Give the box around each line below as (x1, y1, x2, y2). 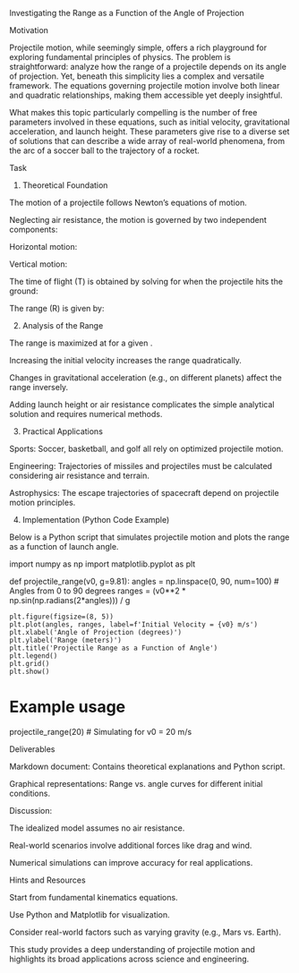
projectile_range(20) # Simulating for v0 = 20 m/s (9, 726, 192, 737)
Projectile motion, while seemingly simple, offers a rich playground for (9, 42, 267, 53)
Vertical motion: (9, 259, 68, 269)
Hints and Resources (9, 875, 87, 885)
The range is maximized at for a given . (9, 337, 153, 348)
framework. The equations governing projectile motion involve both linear (9, 81, 280, 90)
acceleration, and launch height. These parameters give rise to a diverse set (9, 126, 290, 137)
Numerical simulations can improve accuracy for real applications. (9, 857, 253, 867)
